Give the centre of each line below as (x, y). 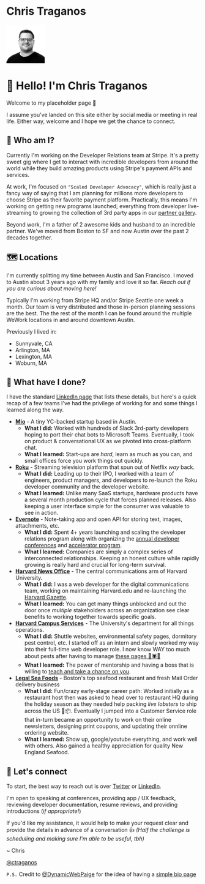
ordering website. (47, 733)
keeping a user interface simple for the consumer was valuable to (107, 506)
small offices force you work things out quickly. (84, 461)
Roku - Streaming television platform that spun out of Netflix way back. (105, 467)
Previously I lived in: (32, 331)
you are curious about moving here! (51, 288)
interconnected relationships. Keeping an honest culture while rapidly (112, 558)
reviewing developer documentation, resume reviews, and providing (92, 805)
